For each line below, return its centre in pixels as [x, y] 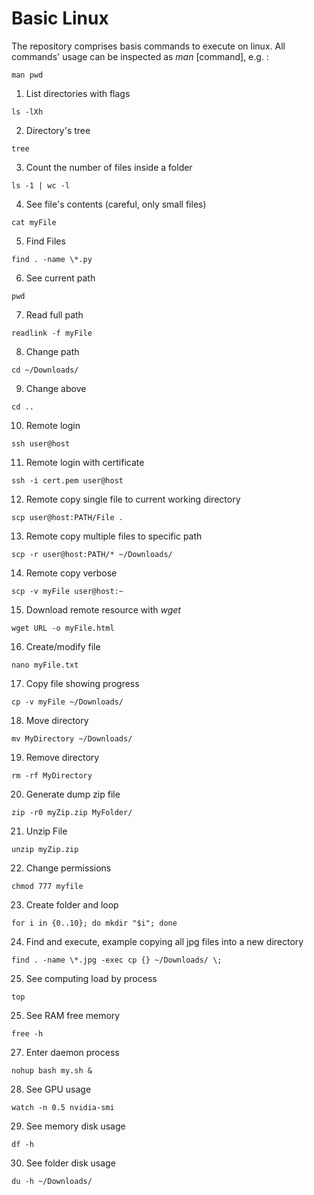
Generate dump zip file [73, 794]
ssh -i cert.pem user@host [67, 480]
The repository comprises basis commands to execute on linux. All [148, 46]
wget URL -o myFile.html [63, 628]
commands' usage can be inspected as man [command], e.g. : [140, 56]
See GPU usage [58, 1089]
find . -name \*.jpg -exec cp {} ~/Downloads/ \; [117, 960]
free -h [27, 1033]
